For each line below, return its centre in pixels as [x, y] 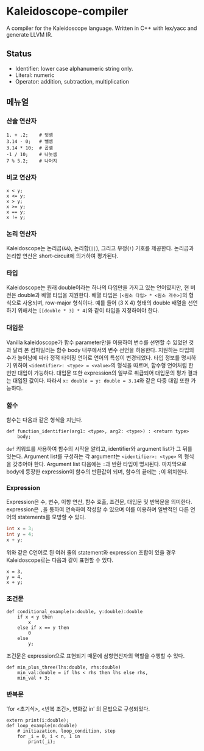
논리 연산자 [22, 234]
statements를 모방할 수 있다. [52, 517]
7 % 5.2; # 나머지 [32, 161]
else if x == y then [43, 628]
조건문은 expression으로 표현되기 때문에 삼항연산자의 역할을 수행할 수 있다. [96, 656]
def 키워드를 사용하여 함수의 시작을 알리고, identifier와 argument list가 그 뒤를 [100, 448]
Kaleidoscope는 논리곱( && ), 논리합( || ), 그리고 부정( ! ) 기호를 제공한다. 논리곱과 [100, 248]
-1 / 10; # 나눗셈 [32, 155]
